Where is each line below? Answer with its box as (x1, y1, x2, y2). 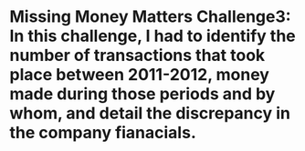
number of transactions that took (9, 45, 266, 65)
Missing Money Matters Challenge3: (9, 6, 291, 27)
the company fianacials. (9, 123, 196, 143)
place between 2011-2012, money (9, 65, 269, 86)
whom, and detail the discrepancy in (9, 103, 290, 124)
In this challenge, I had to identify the (9, 25, 297, 46)
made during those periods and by (9, 84, 276, 105)
